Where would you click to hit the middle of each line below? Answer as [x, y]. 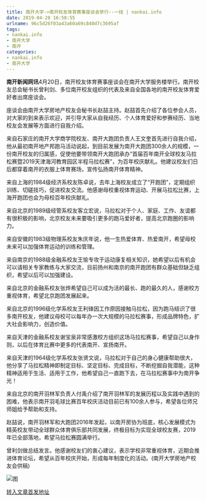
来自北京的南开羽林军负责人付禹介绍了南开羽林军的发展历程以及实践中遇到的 [103, 394]
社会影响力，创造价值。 [41, 324]
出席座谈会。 [33, 97]
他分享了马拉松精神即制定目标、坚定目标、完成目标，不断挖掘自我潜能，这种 [103, 365]
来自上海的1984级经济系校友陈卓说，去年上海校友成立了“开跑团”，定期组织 [101, 182]
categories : [21, 52]
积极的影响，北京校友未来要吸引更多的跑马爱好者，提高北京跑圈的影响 [105, 218]
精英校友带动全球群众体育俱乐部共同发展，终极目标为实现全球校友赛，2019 [101, 429]
